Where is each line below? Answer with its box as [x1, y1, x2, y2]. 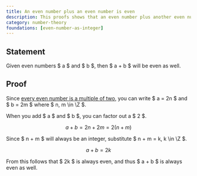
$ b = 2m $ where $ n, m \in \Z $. [6, 101, 87, 108]
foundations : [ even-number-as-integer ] [6, 25, 104, 31]
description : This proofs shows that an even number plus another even [6, 14, 185, 20]
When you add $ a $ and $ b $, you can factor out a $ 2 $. [6, 112, 147, 119]
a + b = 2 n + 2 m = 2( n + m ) [65, 124, 132, 131]
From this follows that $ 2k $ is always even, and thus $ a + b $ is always [6, 158, 183, 165]
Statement [6, 46, 46, 56]
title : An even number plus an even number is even [6, 8, 135, 15]
